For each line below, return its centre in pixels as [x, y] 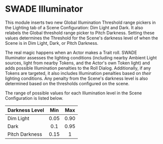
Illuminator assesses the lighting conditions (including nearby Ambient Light [81, 57]
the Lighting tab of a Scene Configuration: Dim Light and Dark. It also [74, 27]
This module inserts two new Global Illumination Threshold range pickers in [81, 22]
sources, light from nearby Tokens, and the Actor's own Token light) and [77, 63]
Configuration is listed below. [34, 98]
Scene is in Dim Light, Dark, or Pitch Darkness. [52, 43]
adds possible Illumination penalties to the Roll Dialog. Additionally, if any [78, 68]
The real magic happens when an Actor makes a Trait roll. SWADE [71, 53]
